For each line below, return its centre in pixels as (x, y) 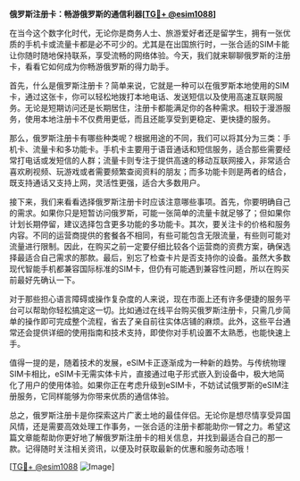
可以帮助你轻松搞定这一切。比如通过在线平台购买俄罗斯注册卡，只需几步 (150, 310)
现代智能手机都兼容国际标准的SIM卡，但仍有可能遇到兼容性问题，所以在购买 (150, 269)
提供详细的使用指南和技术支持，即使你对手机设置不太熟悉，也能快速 (158, 333)
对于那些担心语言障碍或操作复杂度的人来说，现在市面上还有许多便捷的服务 (146, 299)
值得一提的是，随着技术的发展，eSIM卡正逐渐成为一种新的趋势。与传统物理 (148, 363)
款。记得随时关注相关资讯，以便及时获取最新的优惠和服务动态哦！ (130, 449)
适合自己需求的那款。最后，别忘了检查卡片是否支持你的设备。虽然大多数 (158, 257)
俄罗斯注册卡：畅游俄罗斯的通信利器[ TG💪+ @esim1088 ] (113, 14)
